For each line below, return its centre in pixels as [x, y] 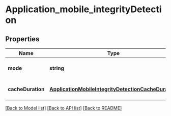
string [57, 68]
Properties [22, 39]
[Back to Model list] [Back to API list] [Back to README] [64, 108]
